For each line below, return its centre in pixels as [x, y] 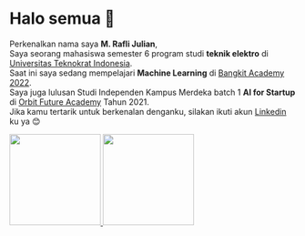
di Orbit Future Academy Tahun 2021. [80, 102]
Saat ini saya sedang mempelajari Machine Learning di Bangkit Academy [147, 73]
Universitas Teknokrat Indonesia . [71, 63]
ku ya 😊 [25, 121]
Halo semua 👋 [62, 19]
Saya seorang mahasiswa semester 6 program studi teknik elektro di [139, 53]
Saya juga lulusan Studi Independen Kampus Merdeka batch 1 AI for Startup [152, 92]
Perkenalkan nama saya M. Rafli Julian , [83, 44]
